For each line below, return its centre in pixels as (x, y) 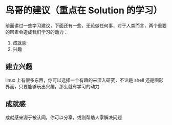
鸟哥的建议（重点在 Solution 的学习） (84, 10)
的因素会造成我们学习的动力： (37, 32)
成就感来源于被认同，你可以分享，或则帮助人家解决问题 (63, 117)
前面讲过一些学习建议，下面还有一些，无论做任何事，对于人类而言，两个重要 (86, 26)
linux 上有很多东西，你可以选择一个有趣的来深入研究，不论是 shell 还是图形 (84, 80)
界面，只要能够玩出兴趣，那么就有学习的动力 (52, 86)
